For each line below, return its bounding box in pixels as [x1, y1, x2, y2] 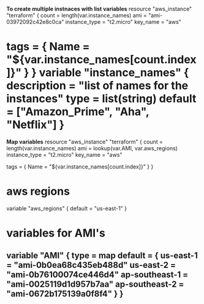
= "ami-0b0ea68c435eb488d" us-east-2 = [6, 260, 176, 270]
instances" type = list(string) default [6, 92, 197, 106]
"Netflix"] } [6, 118, 65, 132]
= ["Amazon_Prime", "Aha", [6, 105, 149, 119]
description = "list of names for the [6, 79, 189, 93]
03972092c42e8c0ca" [6, 18, 64, 25]
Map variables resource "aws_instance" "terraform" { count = [6, 138, 164, 145]
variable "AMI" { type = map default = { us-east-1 [6, 251, 198, 261]
